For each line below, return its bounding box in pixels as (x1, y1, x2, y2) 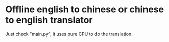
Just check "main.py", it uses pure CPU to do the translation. (5, 31, 133, 37)
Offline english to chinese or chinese (5, 4, 164, 15)
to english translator (5, 14, 93, 26)
